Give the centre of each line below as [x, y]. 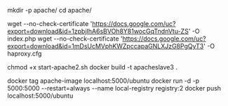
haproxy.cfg [25, 53]
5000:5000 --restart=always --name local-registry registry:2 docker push [114, 88]
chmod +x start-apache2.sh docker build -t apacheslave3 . [92, 67]
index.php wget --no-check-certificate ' [65, 39]
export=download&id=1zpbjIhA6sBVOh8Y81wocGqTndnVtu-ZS [98, 31]
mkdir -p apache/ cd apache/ [50, 10]
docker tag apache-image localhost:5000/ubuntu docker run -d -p [103, 81]
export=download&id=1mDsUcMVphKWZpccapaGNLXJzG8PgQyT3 [106, 46]
